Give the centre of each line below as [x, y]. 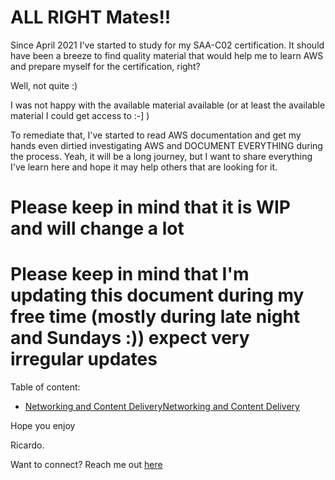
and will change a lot [97, 228]
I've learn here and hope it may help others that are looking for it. [144, 167]
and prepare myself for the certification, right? [105, 66]
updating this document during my [157, 295]
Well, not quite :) [44, 85]
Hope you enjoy [43, 426]
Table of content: [45, 387]
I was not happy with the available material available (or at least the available [168, 105]
